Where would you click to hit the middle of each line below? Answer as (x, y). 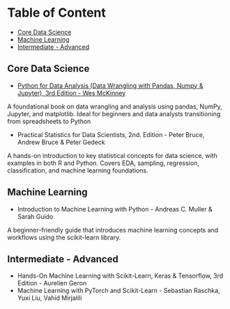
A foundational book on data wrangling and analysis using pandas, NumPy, (115, 106)
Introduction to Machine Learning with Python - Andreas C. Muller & (115, 209)
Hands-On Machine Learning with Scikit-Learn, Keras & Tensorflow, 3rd (120, 276)
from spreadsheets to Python (49, 121)
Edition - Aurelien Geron (52, 283)
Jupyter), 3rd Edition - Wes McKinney (71, 93)
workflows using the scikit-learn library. (64, 237)
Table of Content (57, 13)
